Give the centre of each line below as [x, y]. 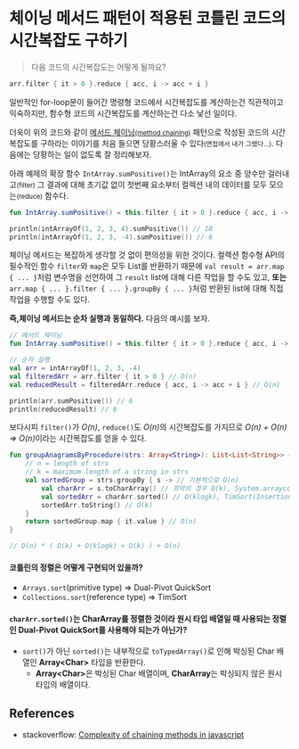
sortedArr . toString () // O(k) [97, 505]
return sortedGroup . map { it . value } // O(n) [111, 522]
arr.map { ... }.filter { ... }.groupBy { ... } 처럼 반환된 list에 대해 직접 [146, 288]
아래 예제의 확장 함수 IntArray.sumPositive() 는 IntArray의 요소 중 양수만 [137, 173]
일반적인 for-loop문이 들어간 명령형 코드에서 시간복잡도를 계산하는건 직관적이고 [146, 102]
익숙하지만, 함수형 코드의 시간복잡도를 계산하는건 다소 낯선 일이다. [123, 113]
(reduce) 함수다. [43, 195]
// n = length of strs [67, 464]
